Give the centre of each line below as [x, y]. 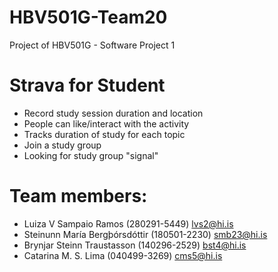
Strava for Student [87, 85]
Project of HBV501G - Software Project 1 [92, 45]
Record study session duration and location [113, 113]
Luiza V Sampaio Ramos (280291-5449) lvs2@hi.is [128, 223]
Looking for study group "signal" [91, 155]
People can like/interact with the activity [106, 123]
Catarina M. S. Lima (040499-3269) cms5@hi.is [123, 255]
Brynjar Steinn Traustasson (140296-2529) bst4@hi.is [135, 245]
